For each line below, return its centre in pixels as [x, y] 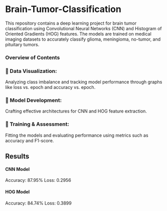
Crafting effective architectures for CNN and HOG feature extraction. [76, 111]
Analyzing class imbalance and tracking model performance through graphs [84, 82]
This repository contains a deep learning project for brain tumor [71, 23]
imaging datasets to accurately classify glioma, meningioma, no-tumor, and [83, 39]
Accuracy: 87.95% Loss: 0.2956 [38, 180]
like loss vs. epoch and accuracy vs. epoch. [50, 87]
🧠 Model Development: [33, 100]
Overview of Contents [33, 57]
